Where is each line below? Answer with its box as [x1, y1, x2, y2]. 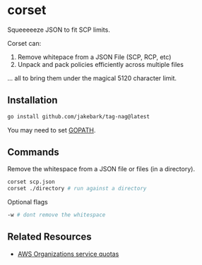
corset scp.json [7, 178, 55, 185]
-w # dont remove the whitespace [7, 211, 106, 218]
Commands [7, 147, 60, 159]
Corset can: [7, 39, 42, 47]
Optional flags [7, 198, 48, 207]
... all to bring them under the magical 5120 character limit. [7, 73, 177, 82]
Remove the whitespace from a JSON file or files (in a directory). [7, 165, 196, 173]
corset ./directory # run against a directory [7, 185, 147, 192]
